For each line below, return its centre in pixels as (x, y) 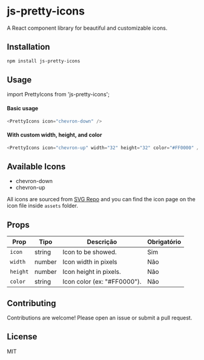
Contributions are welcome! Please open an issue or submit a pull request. (100, 318)
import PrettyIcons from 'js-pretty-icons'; (58, 95)
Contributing (31, 303)
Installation (28, 47)
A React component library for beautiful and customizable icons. (87, 28)
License (22, 337)
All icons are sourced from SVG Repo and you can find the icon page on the (101, 199)
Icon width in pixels (90, 262)
